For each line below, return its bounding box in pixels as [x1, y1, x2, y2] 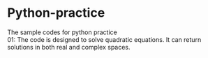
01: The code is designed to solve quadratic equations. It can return [7, 35, 202, 43]
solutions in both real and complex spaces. [7, 43, 131, 51]
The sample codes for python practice [7, 28, 117, 36]
